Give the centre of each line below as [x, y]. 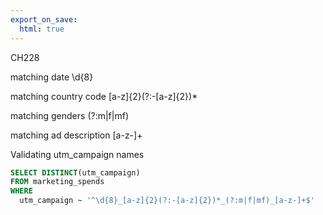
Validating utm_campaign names [77, 154]
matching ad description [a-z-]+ [76, 135]
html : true [42, 29]
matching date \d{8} [52, 77]
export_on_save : [44, 19]
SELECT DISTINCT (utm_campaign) [75, 172]
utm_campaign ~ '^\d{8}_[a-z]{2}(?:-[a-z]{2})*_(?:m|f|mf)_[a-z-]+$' [167, 201]
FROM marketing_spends [57, 182]
